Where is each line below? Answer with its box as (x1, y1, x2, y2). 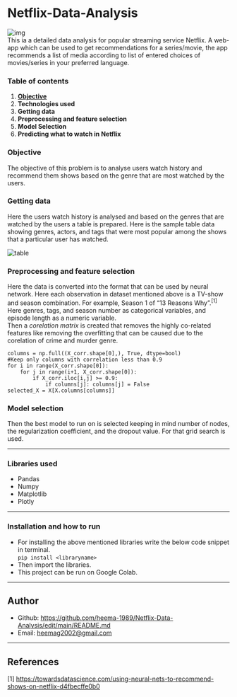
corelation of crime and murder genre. (7, 336, 119, 345)
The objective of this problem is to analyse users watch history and (7, 163, 202, 172)
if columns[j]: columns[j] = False (44, 381, 150, 388)
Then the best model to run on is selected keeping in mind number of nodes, (7, 420, 230, 428)
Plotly (17, 497, 35, 506)
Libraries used (7, 459, 58, 468)
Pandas (17, 475, 40, 483)
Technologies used (17, 100, 75, 108)
